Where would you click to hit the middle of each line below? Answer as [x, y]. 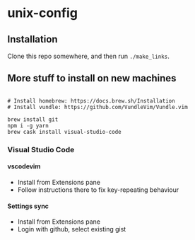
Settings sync [28, 206]
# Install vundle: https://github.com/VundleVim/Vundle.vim [98, 107]
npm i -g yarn [28, 125]
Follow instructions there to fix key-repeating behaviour [98, 190]
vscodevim [24, 166]
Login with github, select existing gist [72, 229]
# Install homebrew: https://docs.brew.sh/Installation [91, 101]
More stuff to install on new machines [92, 78]
